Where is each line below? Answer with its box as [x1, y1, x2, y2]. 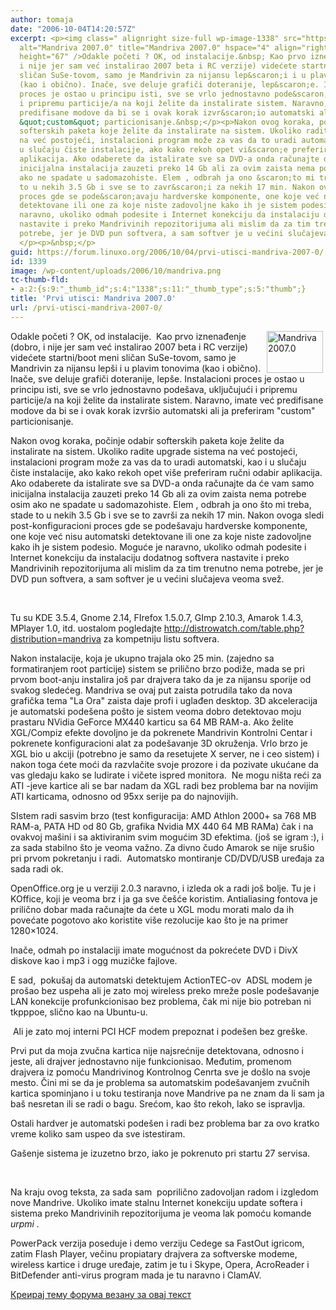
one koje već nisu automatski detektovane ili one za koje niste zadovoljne [10, 530, 312, 542]
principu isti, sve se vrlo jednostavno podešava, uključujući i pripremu [10, 383, 298, 395]
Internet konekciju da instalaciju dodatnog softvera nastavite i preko [10, 551, 290, 563]
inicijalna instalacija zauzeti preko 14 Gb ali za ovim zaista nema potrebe [10, 487, 307, 500]
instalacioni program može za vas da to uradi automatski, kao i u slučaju [10, 456, 307, 468]
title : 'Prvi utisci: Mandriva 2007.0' [10, 294, 177, 304]
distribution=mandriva [10, 632, 102, 645]
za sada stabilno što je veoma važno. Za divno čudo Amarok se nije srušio [10, 841, 315, 853]
